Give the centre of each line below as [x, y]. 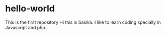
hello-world [30, 9]
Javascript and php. [26, 27]
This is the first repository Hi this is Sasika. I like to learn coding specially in [83, 22]
